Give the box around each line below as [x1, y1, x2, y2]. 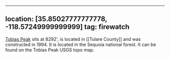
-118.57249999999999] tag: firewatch [5, 23, 130, 31]
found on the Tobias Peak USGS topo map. [5, 46, 95, 53]
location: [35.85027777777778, [5, 15, 107, 23]
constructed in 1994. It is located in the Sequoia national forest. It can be [5, 41, 156, 47]
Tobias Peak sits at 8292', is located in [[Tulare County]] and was [5, 36, 141, 42]
